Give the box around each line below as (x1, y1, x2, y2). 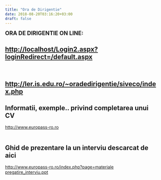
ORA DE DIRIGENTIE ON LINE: (5, 30, 84, 37)
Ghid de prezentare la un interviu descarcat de (5, 144, 148, 152)
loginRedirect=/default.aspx (5, 53, 93, 61)
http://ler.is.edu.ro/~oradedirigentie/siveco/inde (5, 80, 157, 88)
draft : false (5, 16, 32, 21)
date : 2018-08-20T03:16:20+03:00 (5, 12, 73, 17)
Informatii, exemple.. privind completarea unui (5, 104, 149, 112)
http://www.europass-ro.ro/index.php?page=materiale (5, 164, 114, 170)
